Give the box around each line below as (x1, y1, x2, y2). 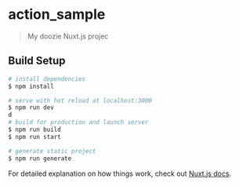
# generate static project (8, 147, 96, 155)
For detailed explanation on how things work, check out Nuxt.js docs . (8, 169, 232, 178)
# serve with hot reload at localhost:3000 (8, 97, 153, 104)
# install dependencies (8, 75, 86, 83)
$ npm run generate (8, 155, 72, 162)
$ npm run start (8, 133, 61, 140)
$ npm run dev (8, 104, 55, 111)
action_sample (8, 5, 106, 24)
